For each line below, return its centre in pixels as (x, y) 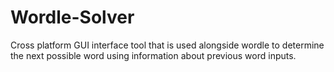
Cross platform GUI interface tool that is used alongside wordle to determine (167, 45)
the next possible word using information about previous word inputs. (153, 55)
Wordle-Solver (72, 17)
